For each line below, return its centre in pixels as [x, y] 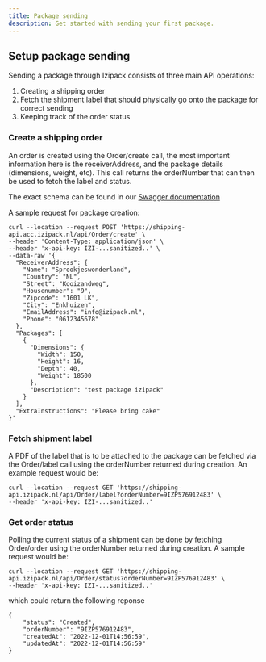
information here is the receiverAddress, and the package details [116, 164]
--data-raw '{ [32, 255]
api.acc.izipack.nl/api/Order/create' [73, 234]
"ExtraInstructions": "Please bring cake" [88, 411]
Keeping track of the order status [75, 117]
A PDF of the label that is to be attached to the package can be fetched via [132, 455]
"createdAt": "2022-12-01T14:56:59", [86, 637]
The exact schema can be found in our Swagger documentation [114, 197]
